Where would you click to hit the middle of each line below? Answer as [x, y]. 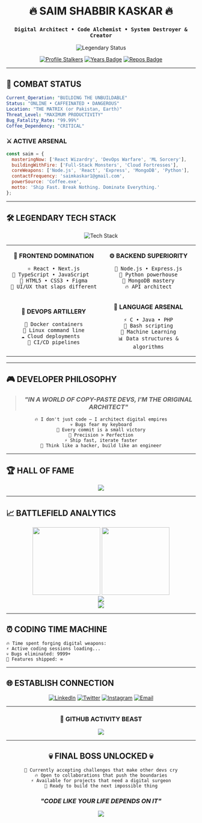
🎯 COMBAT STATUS [44, 84]
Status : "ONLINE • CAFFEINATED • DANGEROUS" [63, 103]
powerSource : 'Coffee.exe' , [47, 182]
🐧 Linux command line [54, 330]
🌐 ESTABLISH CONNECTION [60, 683]
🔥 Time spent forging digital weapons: [57, 643]
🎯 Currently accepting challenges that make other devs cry [101, 770]
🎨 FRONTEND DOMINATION [54, 256]
